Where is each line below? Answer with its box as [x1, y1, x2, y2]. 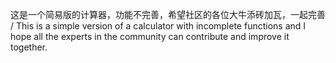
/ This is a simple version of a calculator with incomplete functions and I [10, 20, 307, 32]
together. [10, 41, 48, 53]
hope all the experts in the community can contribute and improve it [10, 31, 290, 42]
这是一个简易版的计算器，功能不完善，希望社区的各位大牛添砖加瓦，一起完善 [10, 9, 326, 20]
